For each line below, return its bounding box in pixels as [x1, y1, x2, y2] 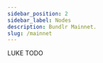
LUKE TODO [7, 49, 44, 57]
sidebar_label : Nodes [7, 17, 72, 24]
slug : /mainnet [7, 29, 53, 37]
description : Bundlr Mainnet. [7, 23, 97, 30]
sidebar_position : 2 [7, 10, 69, 17]
